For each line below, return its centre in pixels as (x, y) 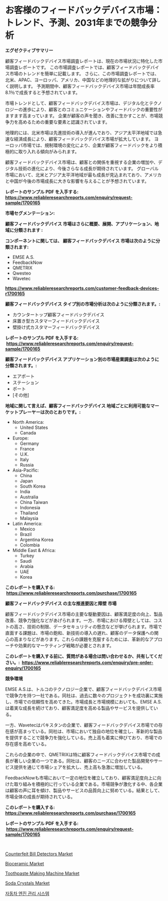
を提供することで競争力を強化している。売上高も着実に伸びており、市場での (84, 738)
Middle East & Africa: (34, 550)
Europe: (20, 438)
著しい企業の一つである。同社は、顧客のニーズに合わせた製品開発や (84, 761)
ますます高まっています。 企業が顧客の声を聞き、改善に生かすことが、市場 (82, 116)
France (27, 448)
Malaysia (29, 518)
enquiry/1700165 (23, 668)
